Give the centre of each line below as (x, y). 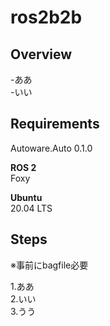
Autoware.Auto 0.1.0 (51, 148)
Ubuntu (26, 197)
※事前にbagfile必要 (49, 265)
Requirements (55, 124)
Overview (41, 54)
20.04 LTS (31, 208)
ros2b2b (46, 17)
